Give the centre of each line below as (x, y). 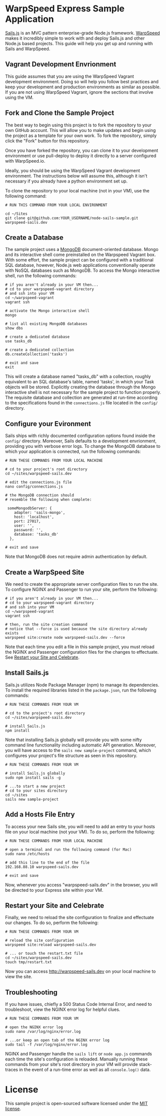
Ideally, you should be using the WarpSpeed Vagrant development (73, 170)
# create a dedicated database (37, 337)
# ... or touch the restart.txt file (44, 954)
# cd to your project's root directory (46, 469)
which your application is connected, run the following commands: (73, 451)
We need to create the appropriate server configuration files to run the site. (82, 584)
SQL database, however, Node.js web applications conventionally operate (80, 265)
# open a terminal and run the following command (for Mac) (69, 849)
